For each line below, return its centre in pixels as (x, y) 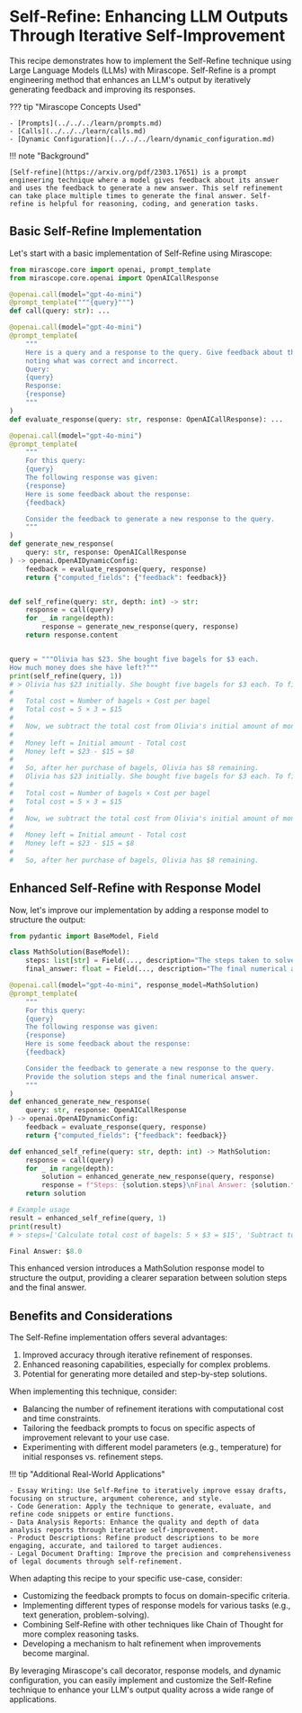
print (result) (36, 1227)
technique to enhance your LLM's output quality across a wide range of (142, 1690)
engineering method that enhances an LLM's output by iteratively (130, 79)
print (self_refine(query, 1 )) (66, 676)
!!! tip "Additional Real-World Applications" (88, 1474)
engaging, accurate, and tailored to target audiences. (116, 1546)
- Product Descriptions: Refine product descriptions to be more (134, 1538)
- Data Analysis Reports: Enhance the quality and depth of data (134, 1523)
